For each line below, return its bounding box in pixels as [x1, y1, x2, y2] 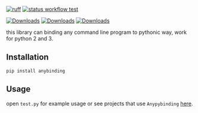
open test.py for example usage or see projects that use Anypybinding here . [6, 100, 193, 107]
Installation [6, 52, 49, 62]
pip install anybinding [6, 68, 66, 74]
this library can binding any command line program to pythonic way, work [6, 29, 187, 36]
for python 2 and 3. [6, 35, 54, 42]
